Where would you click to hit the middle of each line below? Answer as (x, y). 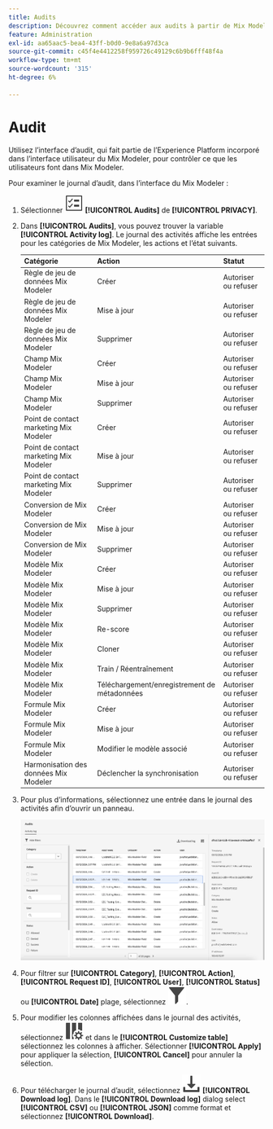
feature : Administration (50, 34)
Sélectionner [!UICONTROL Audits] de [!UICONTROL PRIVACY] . (139, 210)
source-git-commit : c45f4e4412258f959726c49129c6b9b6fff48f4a (116, 52)
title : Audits (32, 17)
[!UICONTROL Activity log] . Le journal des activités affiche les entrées (139, 234)
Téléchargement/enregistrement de (156, 684)
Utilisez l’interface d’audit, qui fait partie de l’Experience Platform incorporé (134, 150)
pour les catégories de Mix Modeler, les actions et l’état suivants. (129, 243)
